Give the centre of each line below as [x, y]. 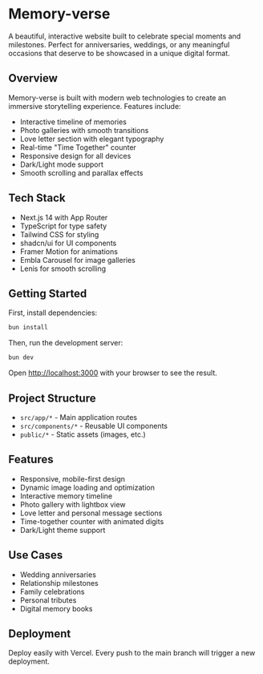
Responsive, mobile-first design [73, 478]
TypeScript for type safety [63, 226]
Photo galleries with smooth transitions [84, 130]
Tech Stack [37, 198]
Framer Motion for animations [69, 251]
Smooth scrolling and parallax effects [81, 172]
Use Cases [36, 555]
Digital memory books [56, 608]
